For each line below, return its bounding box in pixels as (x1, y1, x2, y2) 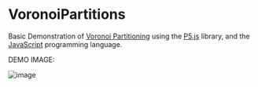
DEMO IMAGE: (8, 55, 55, 64)
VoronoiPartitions (8, 5, 126, 24)
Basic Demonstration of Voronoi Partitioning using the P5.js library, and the (8, 31, 250, 41)
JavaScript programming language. (8, 39, 123, 49)
